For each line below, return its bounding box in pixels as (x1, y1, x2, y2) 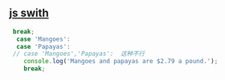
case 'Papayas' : (16, 42, 71, 50)
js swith (9, 6, 49, 20)
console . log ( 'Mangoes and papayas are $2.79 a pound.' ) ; (23, 58, 219, 66)
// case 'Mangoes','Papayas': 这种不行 (12, 50, 145, 58)
